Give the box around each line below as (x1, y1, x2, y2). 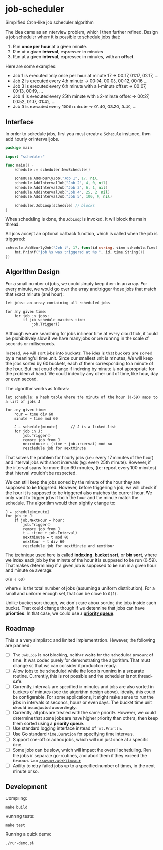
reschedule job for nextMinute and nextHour (23, 543, 114, 548)
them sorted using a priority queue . (12, 720, 84, 726)
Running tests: (5, 814, 34, 819)
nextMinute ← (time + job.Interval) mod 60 (23, 442, 112, 446)
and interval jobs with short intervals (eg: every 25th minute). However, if (5, 460, 151, 465)
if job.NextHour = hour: (14, 518, 65, 523)
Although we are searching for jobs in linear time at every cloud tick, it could (5, 330, 158, 336)
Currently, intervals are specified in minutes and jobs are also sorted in (12, 683, 154, 689)
